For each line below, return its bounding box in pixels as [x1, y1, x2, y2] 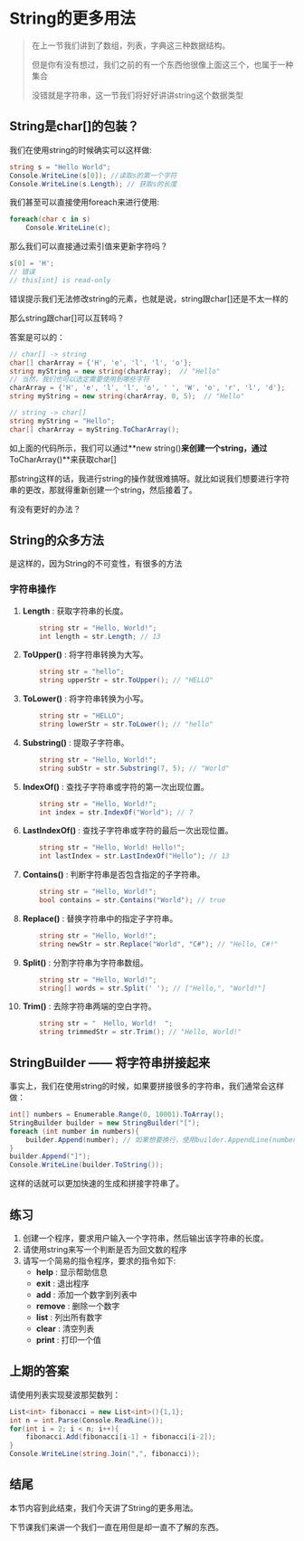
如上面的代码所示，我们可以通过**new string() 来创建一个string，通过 [9, 442, 268, 453]
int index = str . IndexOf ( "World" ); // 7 [39, 807, 194, 817]
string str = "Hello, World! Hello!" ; [39, 843, 185, 852]
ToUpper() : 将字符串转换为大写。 [22, 649, 149, 661]
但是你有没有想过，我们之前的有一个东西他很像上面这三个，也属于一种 [31, 59, 294, 70]
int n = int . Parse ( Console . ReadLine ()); [9, 1415, 165, 1425]
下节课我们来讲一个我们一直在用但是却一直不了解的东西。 [9, 1521, 223, 1532]
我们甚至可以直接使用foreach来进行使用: [9, 196, 160, 208]
